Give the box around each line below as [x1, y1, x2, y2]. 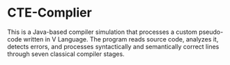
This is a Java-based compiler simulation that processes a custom [7, 28, 197, 36]
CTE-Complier [7, 5, 92, 21]
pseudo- [198, 28, 224, 36]
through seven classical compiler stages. [7, 50, 125, 58]
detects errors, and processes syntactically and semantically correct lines [7, 42, 220, 50]
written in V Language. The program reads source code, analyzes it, [23, 35, 219, 43]
